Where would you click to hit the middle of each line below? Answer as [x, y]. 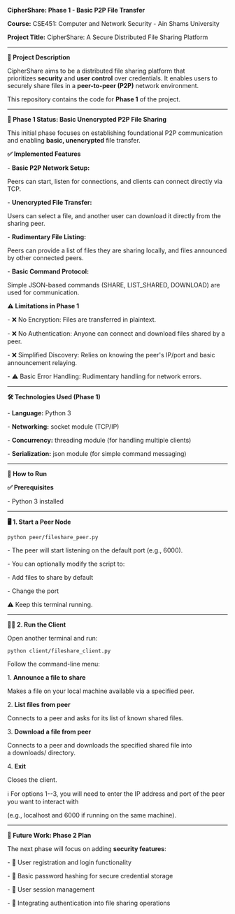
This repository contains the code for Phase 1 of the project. [94, 99]
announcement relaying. [42, 363]
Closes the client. [32, 780]
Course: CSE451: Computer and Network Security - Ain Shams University [114, 23]
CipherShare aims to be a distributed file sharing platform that [96, 71]
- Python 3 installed [36, 501]
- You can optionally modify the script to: [66, 564]
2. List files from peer [39, 705]
